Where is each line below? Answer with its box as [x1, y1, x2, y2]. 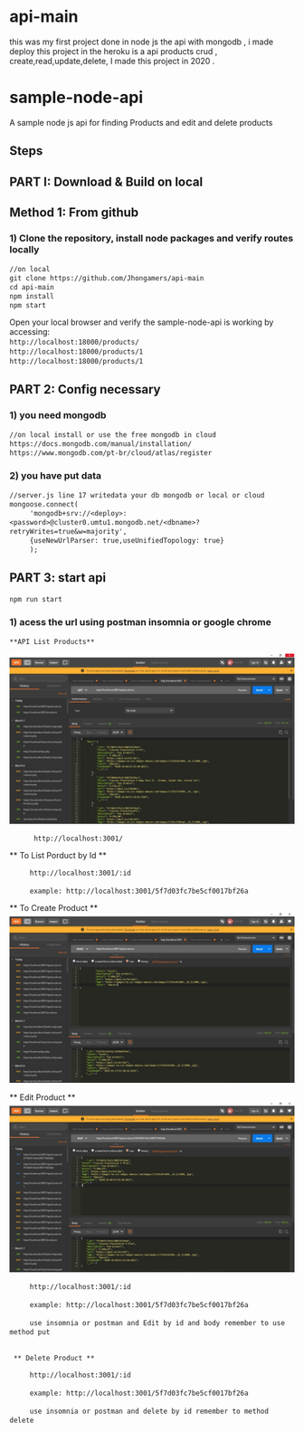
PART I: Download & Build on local [9, 174, 204, 189]
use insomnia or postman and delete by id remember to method [29, 1407, 270, 1417]
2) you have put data [9, 469, 102, 481]
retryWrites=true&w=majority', [9, 527, 128, 536]
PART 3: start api [9, 570, 107, 585]
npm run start [9, 595, 63, 604]
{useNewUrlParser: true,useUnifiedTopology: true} [29, 536, 224, 545]
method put [9, 1328, 51, 1337]
